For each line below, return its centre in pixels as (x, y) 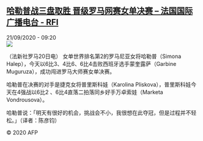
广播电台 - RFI (32, 22)
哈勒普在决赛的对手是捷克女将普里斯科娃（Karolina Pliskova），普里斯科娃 (99, 84)
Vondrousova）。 (27, 99)
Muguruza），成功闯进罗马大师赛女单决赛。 (61, 71)
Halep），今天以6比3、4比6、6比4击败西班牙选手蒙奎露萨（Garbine (91, 63)
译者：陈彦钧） (41, 120)
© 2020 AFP (22, 132)
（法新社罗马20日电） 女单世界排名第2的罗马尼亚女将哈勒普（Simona (94, 56)
